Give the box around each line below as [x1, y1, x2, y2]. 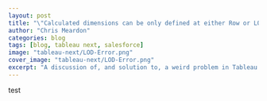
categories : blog [8, 33, 66, 42]
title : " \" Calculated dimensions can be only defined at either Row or [8, 19, 250, 27]
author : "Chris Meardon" [8, 26, 91, 34]
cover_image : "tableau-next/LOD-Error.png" [8, 56, 155, 64]
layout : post [8, 11, 52, 20]
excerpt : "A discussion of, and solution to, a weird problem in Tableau [8, 64, 258, 72]
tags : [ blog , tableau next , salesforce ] [8, 41, 145, 49]
